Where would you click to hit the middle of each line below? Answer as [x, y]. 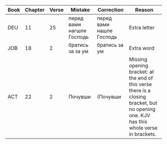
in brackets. [143, 134]
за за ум [78, 51]
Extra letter [142, 28]
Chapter [35, 10]
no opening [142, 109]
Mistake [80, 10]
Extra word [142, 48]
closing [137, 97]
